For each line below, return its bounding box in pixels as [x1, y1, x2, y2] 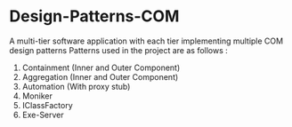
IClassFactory [21, 99, 73, 110]
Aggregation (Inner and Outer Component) [21, 71, 179, 82]
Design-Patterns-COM [9, 6, 180, 27]
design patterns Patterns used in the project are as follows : [9, 44, 229, 55]
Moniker [21, 91, 53, 101]
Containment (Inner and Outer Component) [21, 62, 181, 73]
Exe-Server [21, 109, 64, 120]
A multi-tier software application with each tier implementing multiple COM [9, 36, 283, 46]
